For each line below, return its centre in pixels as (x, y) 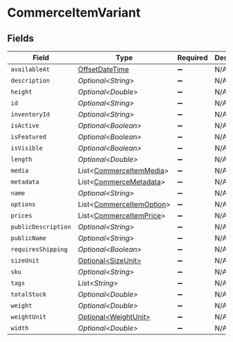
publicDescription (41, 227)
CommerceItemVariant (74, 13)
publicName (28, 238)
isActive (25, 126)
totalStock (28, 295)
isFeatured (28, 137)
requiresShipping (39, 250)
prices (21, 216)
